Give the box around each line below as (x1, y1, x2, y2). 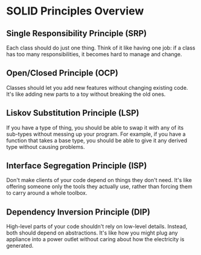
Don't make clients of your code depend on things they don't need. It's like (6, 177, 192, 184)
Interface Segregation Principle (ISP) (6, 161, 147, 171)
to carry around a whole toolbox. (6, 189, 88, 197)
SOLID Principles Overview (6, 4, 144, 18)
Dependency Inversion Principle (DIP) (6, 207, 151, 217)
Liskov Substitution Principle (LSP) (6, 108, 139, 118)
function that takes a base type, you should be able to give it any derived (6, 137, 188, 144)
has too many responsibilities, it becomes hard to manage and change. (6, 51, 182, 58)
